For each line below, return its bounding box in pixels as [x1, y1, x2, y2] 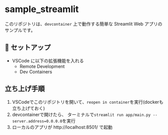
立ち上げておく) [12, 105, 45, 111]
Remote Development [19, 63, 65, 69]
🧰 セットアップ [5, 43, 51, 52]
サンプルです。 [5, 27, 36, 33]
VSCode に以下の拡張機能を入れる [12, 57, 84, 63]
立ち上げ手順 [5, 85, 45, 93]
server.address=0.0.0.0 [12, 118, 63, 124]
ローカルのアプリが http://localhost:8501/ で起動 [12, 124, 113, 130]
